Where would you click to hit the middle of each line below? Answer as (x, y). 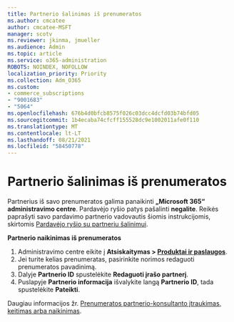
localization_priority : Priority (57, 73)
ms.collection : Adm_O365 (44, 80)
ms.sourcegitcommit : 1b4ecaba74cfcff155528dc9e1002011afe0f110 (103, 120)
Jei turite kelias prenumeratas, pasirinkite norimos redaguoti (106, 259)
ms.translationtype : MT (43, 126)
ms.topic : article (35, 54)
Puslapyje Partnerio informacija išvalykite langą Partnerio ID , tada (116, 282)
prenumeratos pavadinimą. (57, 267)
